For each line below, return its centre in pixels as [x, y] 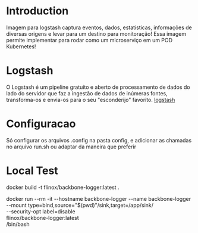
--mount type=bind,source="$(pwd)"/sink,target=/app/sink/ [80, 205]
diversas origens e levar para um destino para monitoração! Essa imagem [96, 33]
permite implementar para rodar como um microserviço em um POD [89, 40]
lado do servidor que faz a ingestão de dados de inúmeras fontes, [87, 93]
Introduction [37, 11]
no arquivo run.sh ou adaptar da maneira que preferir [71, 147]
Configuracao [41, 124]
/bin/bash [18, 224]
